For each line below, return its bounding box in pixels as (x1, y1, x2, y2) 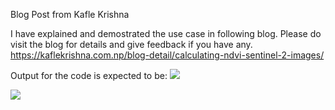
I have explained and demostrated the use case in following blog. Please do (10, 28, 322, 39)
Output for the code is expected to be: (10, 70, 168, 81)
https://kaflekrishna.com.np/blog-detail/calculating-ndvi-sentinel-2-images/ (10, 49, 325, 61)
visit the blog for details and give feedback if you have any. (10, 39, 253, 50)
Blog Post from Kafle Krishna (10, 9, 130, 20)
